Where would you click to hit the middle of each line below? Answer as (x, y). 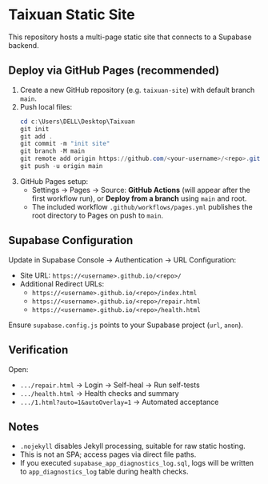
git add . (36, 136)
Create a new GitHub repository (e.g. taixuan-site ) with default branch (137, 90)
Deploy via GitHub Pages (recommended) (114, 71)
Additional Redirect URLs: (62, 284)
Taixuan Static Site (72, 15)
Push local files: (46, 106)
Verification (38, 350)
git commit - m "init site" (65, 144)
